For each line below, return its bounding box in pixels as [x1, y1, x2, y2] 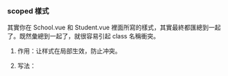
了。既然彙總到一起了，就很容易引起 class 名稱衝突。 [7, 32, 160, 40]
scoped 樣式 [7, 6, 49, 15]
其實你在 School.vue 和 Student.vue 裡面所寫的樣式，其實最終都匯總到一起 [7, 23, 221, 32]
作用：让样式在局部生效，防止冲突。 [17, 47, 122, 55]
